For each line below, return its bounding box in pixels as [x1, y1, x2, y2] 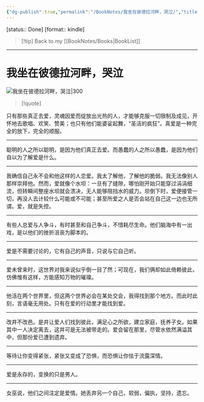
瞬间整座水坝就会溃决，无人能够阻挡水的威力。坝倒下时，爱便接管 [27, 187, 192, 194]
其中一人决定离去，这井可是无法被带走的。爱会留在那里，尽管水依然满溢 [6, 325, 187, 333]
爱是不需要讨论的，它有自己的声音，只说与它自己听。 [6, 247, 140, 254]
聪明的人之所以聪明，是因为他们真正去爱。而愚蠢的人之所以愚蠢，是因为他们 [6, 146, 198, 153]
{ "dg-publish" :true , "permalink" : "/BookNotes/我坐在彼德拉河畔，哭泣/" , [6, 9, 182, 15]
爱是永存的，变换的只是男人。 [6, 370, 81, 378]
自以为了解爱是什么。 [6, 153, 59, 161]
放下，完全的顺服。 [16, 127, 65, 134]
